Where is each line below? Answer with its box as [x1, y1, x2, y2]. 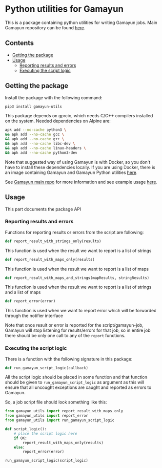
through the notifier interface [5, 313, 63, 319]
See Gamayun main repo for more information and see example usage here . [5, 179, 158, 185]
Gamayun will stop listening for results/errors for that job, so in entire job [5, 327, 151, 333]
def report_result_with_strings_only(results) [5, 238, 101, 244]
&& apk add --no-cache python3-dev [5, 150, 78, 155]
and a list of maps [5, 289, 41, 295]
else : [14, 445, 25, 450]
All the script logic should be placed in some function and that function [5, 374, 148, 380]
